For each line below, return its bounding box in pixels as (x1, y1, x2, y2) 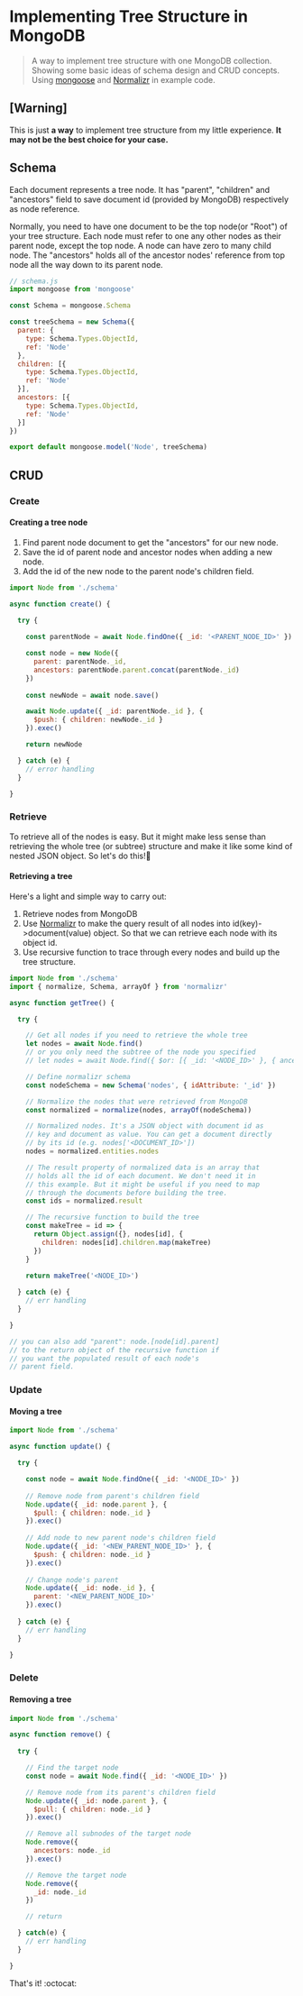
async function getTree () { (9, 998, 115, 1007)
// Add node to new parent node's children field (25, 1534, 216, 1543)
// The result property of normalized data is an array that (25, 1163, 260, 1172)
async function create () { (9, 600, 111, 609)
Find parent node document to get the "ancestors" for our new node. (22, 536, 280, 547)
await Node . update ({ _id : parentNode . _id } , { (25, 707, 204, 716)
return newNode (25, 740, 83, 749)
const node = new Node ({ (25, 649, 119, 658)
